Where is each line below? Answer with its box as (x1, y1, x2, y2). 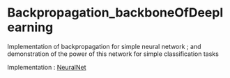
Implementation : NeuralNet (7, 63, 86, 71)
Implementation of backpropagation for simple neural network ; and (7, 42, 201, 50)
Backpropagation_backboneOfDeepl (7, 5, 224, 21)
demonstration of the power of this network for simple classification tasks (7, 50, 220, 58)
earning (7, 19, 54, 35)
